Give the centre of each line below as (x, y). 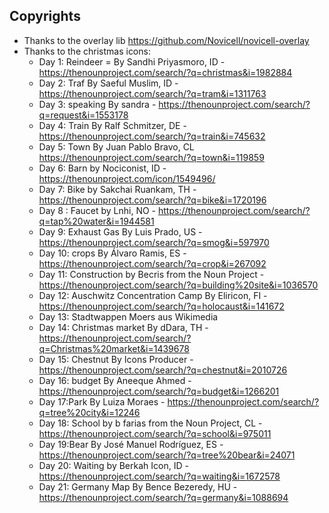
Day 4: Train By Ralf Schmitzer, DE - (112, 125)
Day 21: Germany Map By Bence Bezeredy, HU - (138, 486)
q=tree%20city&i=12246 (89, 412)
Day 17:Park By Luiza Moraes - (102, 401)
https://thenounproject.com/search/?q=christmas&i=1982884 (165, 72)
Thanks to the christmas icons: (87, 51)
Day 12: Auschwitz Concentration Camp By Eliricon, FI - (153, 295)
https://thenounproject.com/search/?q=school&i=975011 (155, 433)
